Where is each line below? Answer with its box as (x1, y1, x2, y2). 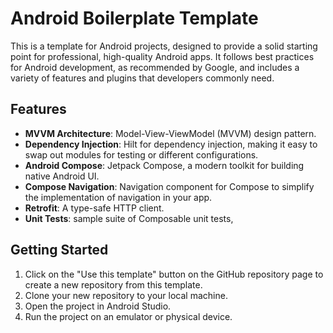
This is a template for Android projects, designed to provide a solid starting (10, 40, 318, 52)
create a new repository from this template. (24, 278, 203, 291)
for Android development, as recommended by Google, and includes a (10, 61, 300, 73)
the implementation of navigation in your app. (24, 191, 213, 203)
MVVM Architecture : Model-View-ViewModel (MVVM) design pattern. (24, 127, 317, 139)
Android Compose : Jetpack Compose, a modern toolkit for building (24, 159, 305, 171)
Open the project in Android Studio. (24, 300, 172, 312)
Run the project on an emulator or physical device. (24, 310, 233, 322)
